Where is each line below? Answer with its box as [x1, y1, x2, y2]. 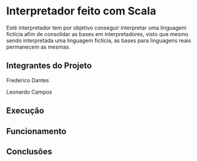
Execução [6, 106, 45, 116]
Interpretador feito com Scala [6, 4, 157, 18]
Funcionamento [6, 126, 67, 136]
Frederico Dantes [6, 76, 49, 84]
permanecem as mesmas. [6, 43, 70, 50]
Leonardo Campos [6, 88, 52, 96]
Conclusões [6, 146, 52, 157]
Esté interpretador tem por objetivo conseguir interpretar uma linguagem [6, 24, 187, 31]
